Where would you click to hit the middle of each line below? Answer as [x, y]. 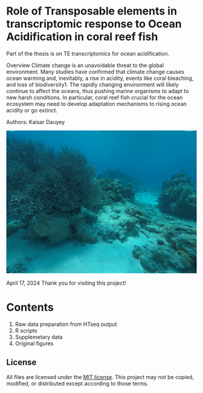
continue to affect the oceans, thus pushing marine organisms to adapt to [98, 91]
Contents [30, 307]
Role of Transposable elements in [92, 11]
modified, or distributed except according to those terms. [77, 383]
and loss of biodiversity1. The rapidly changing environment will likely [93, 84]
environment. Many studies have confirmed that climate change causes [95, 71]
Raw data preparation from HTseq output [66, 324]
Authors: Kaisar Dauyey [36, 122]
